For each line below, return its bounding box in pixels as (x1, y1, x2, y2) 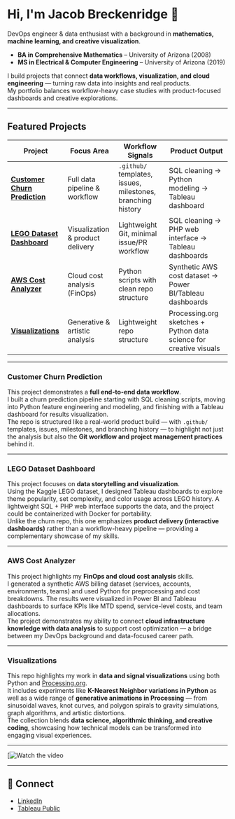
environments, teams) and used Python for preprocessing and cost (7, 586, 201, 595)
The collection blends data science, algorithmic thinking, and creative (7, 716, 213, 724)
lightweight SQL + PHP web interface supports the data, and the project (7, 502, 215, 511)
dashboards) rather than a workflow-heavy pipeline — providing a (7, 525, 199, 533)
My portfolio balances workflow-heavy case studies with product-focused (7, 86, 222, 95)
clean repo (118, 284, 154, 294)
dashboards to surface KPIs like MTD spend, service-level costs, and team (7, 602, 222, 610)
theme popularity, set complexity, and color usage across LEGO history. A (7, 495, 220, 503)
